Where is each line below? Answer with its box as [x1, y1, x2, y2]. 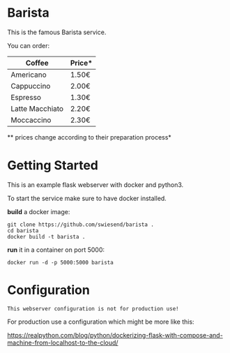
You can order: [7, 41, 50, 50]
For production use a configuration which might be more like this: [7, 317, 194, 326]
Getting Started [7, 158, 99, 174]
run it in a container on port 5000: [7, 246, 105, 254]
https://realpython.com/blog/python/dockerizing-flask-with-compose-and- [7, 331, 223, 339]
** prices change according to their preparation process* [7, 133, 172, 141]
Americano [10, 70, 47, 80]
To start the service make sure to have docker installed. [7, 194, 167, 202]
